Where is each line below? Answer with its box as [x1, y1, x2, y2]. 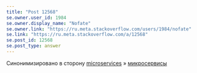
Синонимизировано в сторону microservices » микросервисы [6, 59, 167, 67]
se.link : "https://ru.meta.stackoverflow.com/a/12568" [6, 32, 148, 38]
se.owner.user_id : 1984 [6, 15, 67, 21]
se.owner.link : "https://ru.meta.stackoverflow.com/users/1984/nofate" [6, 26, 192, 32]
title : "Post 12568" [6, 9, 59, 15]
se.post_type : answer [6, 43, 61, 49]
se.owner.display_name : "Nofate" [6, 20, 91, 26]
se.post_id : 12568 [6, 37, 53, 43]
